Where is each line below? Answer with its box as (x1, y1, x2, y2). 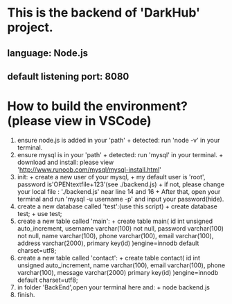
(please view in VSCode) (7, 113, 152, 129)
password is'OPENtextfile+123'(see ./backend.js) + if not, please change (17, 180, 225, 188)
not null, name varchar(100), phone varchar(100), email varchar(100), (17, 231, 214, 240)
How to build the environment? (7, 98, 188, 114)
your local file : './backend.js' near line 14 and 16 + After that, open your (17, 187, 221, 195)
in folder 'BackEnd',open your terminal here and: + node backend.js (17, 283, 210, 292)
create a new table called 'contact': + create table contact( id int (17, 253, 201, 262)
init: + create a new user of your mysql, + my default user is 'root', (17, 172, 206, 181)
